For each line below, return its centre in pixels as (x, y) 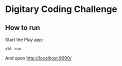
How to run (23, 28)
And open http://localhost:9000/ (38, 58)
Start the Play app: (24, 39)
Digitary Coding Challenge (61, 9)
